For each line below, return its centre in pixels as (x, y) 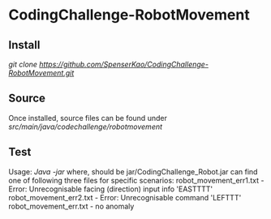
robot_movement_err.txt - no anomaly (71, 206)
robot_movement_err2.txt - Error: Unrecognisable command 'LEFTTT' (125, 197)
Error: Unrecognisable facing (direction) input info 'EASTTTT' (111, 189)
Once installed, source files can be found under (88, 118)
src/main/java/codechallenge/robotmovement (86, 127)
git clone (23, 64)
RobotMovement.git (41, 73)
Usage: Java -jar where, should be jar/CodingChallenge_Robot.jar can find (133, 171)
